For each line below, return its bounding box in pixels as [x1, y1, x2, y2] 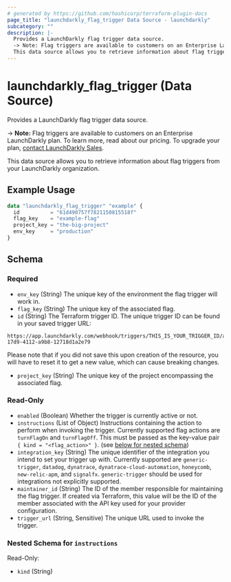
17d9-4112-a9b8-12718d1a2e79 [7, 338, 91, 345]
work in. [16, 297, 41, 305]
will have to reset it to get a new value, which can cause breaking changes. [7, 357, 220, 366]
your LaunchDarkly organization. [7, 164, 100, 172]
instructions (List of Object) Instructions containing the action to [16, 418, 202, 427]
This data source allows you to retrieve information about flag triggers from [7, 156, 220, 165]
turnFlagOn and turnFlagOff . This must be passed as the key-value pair [16, 433, 220, 441]
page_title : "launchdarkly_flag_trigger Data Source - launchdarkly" [7, 17, 211, 23]
